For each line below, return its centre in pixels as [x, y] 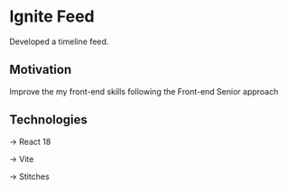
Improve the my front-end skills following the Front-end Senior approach [144, 91]
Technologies [49, 120]
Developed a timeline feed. [59, 41]
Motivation [41, 70]
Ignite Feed [52, 17]
